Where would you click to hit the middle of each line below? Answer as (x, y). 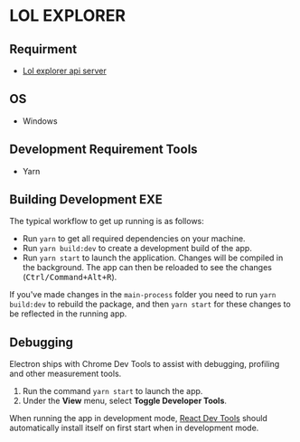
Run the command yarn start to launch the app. (112, 391)
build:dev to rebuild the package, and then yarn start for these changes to (150, 305)
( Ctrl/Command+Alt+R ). (70, 277)
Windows (40, 121)
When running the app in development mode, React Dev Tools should (139, 418)
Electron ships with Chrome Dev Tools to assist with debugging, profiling (145, 364)
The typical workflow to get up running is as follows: (107, 221)
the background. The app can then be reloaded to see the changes (147, 268)
